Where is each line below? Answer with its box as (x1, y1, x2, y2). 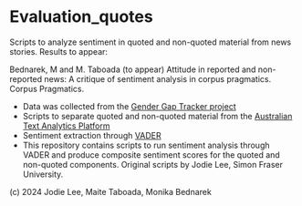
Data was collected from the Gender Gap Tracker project (22, 100, 236, 111)
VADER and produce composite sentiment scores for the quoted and (22, 149, 280, 160)
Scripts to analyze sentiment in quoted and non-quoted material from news (9, 36, 292, 47)
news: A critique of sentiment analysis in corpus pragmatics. (44, 73, 272, 84)
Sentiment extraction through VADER (22, 129, 161, 140)
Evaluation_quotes (9, 6, 153, 27)
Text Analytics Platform (22, 120, 110, 131)
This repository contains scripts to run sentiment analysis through (22, 139, 271, 150)
